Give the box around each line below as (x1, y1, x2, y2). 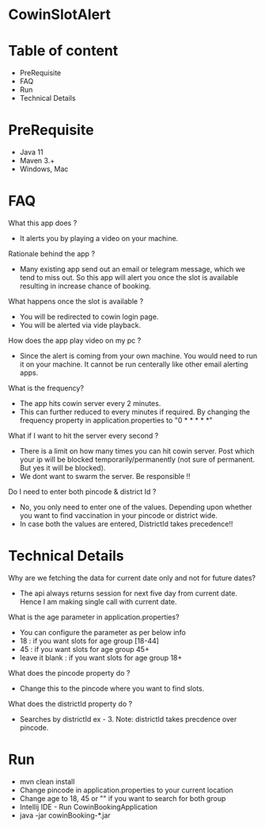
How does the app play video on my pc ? (8, 335, 142, 345)
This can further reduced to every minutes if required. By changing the (19, 407, 251, 416)
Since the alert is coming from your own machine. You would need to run (19, 351, 258, 360)
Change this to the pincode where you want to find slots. (19, 684, 205, 693)
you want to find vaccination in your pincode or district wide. (19, 511, 218, 520)
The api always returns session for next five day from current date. (19, 588, 237, 598)
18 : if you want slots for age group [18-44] (19, 636, 160, 646)
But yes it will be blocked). (19, 463, 106, 473)
